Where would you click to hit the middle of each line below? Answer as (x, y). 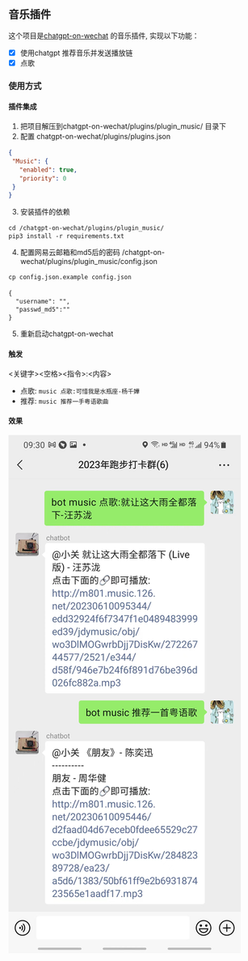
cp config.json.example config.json (70, 278)
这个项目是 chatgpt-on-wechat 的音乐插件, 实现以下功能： (104, 36)
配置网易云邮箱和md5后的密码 (70, 253)
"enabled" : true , (48, 170)
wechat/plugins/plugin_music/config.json (88, 262)
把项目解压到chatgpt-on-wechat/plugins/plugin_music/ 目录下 (123, 126)
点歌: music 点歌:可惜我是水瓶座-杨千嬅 (80, 390)
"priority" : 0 (43, 178)
